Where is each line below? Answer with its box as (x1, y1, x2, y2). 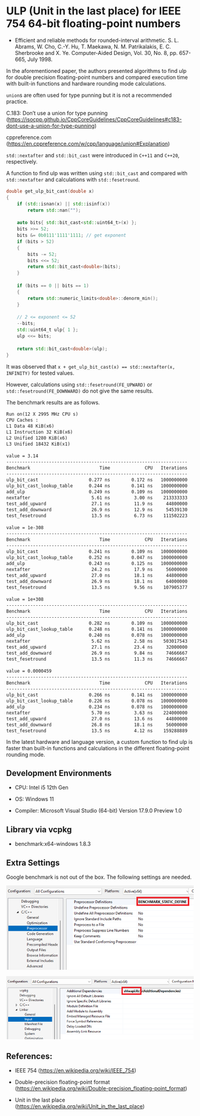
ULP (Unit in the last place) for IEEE (6, 4, 182, 18)
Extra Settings (6, 857, 60, 867)
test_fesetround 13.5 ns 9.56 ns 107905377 (6, 584, 187, 590)
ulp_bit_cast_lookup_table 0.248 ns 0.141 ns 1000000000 (6, 626, 187, 632)
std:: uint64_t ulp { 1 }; (17, 327, 79, 333)
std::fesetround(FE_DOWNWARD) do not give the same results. (6, 387, 154, 394)
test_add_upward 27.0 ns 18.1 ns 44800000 (6, 572, 187, 578)
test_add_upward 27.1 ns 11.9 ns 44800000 (6, 501, 187, 507)
